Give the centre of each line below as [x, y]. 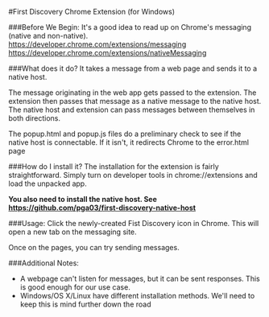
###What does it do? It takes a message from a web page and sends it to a [133, 68]
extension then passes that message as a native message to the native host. [135, 101]
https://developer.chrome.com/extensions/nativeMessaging [108, 53]
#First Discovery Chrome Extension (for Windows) [92, 12]
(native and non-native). [48, 36]
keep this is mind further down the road [85, 304]
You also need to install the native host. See [83, 199]
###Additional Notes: [43, 263]
